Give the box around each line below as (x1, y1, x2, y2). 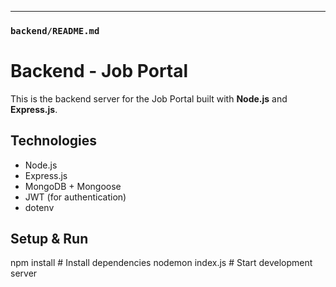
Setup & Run (10, 231, 89, 248)
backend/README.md (10, 25, 100, 36)
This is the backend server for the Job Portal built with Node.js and (10, 92, 288, 105)
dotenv (24, 201, 55, 213)
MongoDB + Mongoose (24, 180, 122, 192)
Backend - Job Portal (10, 60, 189, 83)
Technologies (10, 132, 98, 150)
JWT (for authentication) (24, 191, 127, 203)
